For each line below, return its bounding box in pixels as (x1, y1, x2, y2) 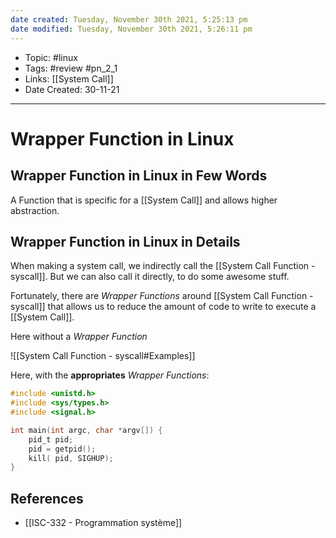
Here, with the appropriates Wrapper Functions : (10, 369, 210, 381)
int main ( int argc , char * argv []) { (10, 425, 163, 435)
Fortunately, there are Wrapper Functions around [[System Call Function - (10, 290, 314, 302)
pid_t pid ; (28, 434, 74, 445)
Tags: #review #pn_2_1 (24, 62, 118, 74)
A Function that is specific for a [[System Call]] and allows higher (10, 194, 278, 206)
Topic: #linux (24, 51, 78, 63)
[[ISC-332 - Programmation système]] (24, 517, 183, 529)
